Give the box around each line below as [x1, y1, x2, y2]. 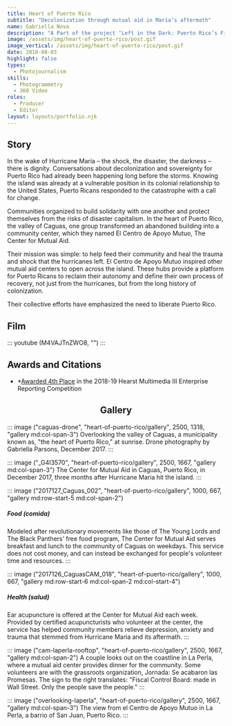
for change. [7, 194, 40, 202]
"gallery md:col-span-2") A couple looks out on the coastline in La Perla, [7, 653, 214, 662]
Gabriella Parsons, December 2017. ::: [7, 444, 114, 453]
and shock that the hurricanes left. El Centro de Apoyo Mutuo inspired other [7, 257, 223, 266]
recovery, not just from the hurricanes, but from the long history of [7, 280, 197, 288]
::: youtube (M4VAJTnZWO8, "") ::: [7, 338, 106, 347]
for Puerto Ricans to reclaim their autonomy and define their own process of [7, 272, 224, 280]
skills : [7, 74, 30, 82]
